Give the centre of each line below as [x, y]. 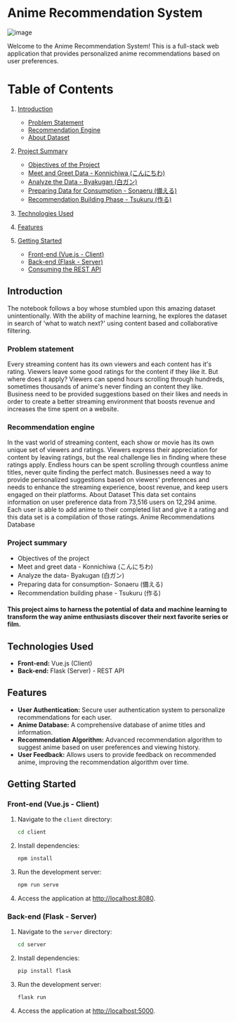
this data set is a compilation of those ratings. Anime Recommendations [111, 517]
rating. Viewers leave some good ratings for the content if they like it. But [113, 371]
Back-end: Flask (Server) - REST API [71, 671]
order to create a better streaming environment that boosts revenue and [111, 401]
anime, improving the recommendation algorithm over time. [103, 762]
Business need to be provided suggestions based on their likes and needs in [118, 394]
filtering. [19, 330]
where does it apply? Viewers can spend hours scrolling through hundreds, [116, 379]
